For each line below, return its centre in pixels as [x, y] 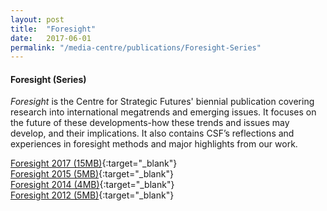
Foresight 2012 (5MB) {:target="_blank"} [92, 195]
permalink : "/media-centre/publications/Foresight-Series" [136, 47]
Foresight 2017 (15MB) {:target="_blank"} [94, 163]
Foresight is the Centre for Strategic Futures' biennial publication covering [162, 102]
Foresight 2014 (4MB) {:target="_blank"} [92, 185]
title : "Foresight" [53, 29]
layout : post [37, 19]
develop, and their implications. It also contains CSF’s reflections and [152, 133]
